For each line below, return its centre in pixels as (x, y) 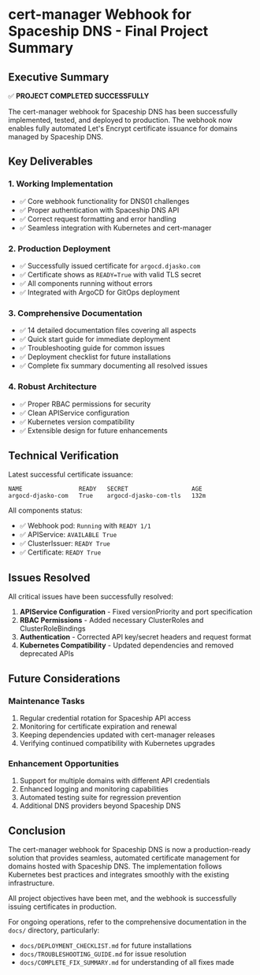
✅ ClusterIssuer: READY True (65, 543)
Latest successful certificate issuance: (71, 475)
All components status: (45, 510)
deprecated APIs (47, 654)
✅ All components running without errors (86, 283)
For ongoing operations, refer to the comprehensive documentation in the (127, 922)
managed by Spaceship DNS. (56, 137)
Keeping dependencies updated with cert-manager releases (117, 735)
